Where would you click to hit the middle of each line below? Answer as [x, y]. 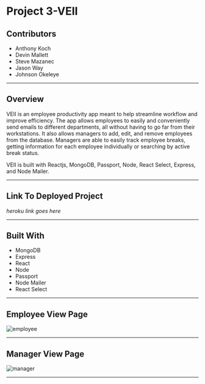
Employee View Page [47, 314]
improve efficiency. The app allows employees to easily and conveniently [98, 120]
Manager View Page [45, 354]
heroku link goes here [34, 211]
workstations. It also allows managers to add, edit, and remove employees [99, 133]
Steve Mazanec [35, 61]
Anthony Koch [33, 48]
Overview [25, 99]
